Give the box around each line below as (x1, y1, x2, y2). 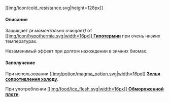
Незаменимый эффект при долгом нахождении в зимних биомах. (5, 48, 148, 54)
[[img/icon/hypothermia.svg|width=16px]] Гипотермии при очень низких (5, 33, 161, 39)
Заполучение (5, 60, 36, 66)
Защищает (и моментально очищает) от (5, 28, 92, 34)
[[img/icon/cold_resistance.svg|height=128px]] (5, 5, 103, 11)
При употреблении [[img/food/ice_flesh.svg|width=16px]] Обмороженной (5, 86, 164, 92)
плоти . (5, 91, 20, 97)
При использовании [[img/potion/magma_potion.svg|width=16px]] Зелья (5, 71, 160, 77)
